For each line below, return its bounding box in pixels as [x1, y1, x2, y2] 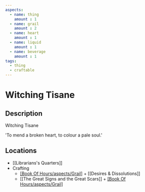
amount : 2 [14, 26, 37, 31]
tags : [5, 58, 16, 63]
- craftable [9, 68, 35, 73]
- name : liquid [9, 40, 41, 45]
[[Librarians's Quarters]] [12, 159, 62, 165]
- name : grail [9, 21, 39, 26]
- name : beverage [9, 49, 46, 54]
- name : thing [9, 12, 39, 17]
